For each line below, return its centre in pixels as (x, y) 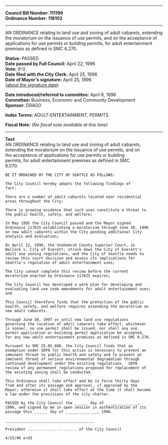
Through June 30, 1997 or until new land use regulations (67, 320)
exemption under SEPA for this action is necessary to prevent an (76, 350)
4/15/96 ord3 (19, 438)
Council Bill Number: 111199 (34, 13)
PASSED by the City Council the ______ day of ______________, (72, 403)
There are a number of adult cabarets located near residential (73, 197)
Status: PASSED (22, 58)
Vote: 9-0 (15, 69)
